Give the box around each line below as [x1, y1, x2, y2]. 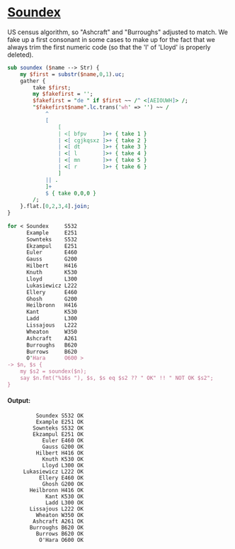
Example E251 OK [35, 418, 84, 426]
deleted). [7, 50, 34, 59]
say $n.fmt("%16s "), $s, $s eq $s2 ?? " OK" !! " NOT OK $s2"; [20, 374, 214, 382]
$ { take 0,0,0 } [45, 190, 97, 197]
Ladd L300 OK [45, 499, 84, 506]
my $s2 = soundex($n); [20, 368, 87, 375]
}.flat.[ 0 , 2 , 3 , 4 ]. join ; [20, 203, 91, 210]
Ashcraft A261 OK [33, 518, 84, 526]
